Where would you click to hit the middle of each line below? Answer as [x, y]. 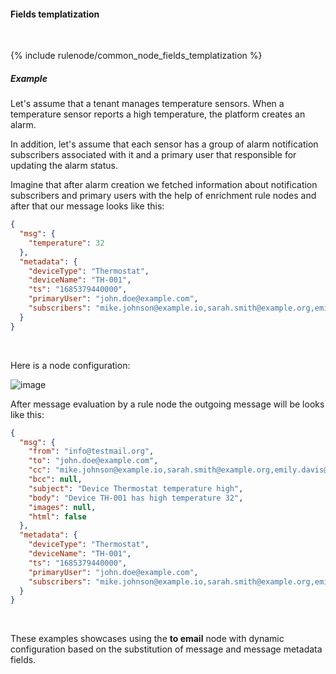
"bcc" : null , [55, 480]
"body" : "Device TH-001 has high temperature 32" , [136, 498]
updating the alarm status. [64, 166]
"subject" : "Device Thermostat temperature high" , [136, 488]
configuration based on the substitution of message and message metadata [166, 649]
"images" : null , [62, 507]
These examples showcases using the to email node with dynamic [147, 639]
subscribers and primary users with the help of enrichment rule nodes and [163, 196]
